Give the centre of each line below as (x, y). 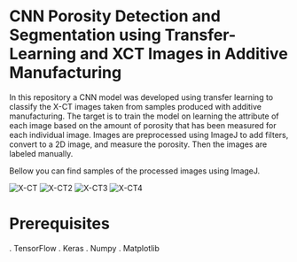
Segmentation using (85, 35)
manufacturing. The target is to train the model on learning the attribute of (144, 116)
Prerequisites (60, 224)
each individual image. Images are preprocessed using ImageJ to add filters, (149, 135)
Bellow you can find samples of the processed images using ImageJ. (135, 171)
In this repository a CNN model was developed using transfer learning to (141, 97)
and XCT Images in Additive (184, 54)
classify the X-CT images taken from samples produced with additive (135, 106)
